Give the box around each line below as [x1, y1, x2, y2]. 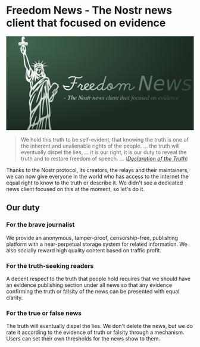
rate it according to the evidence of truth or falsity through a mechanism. [6, 329, 185, 336]
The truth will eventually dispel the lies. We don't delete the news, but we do [6, 323, 193, 330]
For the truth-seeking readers [6, 261, 94, 270]
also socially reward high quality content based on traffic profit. [6, 246, 162, 254]
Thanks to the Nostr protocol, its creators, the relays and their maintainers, [6, 166, 189, 173]
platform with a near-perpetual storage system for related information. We [6, 240, 187, 248]
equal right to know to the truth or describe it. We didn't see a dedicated [6, 179, 183, 186]
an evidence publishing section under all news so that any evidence [6, 281, 173, 289]
